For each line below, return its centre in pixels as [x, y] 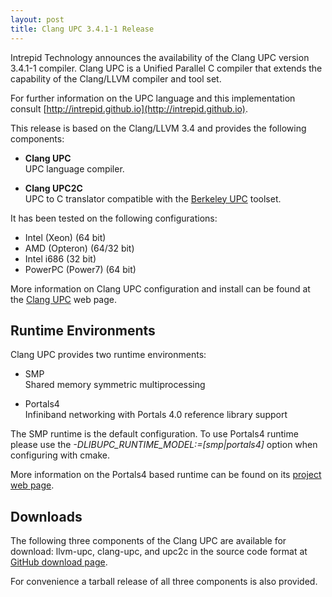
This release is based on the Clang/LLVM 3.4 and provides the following [158, 128]
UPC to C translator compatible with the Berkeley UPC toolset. [153, 198]
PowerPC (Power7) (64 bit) [80, 269]
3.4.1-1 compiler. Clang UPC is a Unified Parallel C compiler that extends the [166, 68]
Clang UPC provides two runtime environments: [108, 355]
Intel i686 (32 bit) [60, 258]
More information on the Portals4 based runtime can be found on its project [166, 475]
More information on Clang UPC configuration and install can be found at [160, 288]
